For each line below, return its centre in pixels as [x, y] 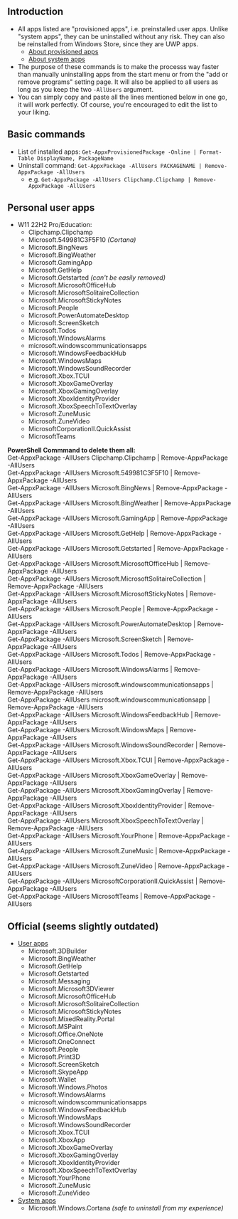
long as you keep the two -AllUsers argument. [86, 89]
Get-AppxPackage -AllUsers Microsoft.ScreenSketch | [87, 639]
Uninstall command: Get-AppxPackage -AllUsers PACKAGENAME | [110, 165]
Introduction [36, 12]
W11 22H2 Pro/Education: [55, 225]
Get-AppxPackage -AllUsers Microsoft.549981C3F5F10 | [90, 473]
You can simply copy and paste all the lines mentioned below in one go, [122, 97]
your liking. [34, 112]
